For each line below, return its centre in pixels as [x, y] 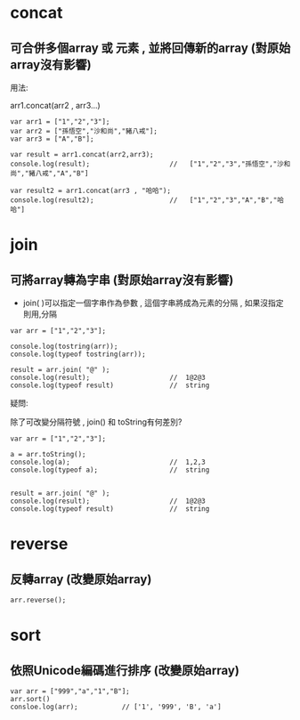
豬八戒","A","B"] [59, 174]
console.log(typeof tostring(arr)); [78, 354]
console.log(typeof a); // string [110, 470]
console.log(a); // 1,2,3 [108, 462]
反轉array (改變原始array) [81, 579]
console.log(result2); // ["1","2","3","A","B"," [144, 200]
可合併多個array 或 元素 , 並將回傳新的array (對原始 [150, 48]
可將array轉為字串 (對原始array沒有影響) [122, 280]
